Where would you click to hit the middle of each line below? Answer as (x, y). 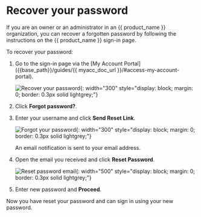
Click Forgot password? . (46, 106)
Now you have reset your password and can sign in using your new (90, 201)
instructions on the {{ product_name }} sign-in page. (72, 40)
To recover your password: (40, 51)
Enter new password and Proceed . (58, 189)
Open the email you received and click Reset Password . (85, 159)
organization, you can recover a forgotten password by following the (91, 33)
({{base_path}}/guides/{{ (46, 70)
